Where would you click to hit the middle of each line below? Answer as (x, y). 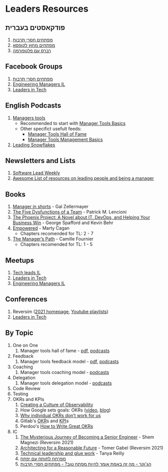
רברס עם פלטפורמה (32, 51)
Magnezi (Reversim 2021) (47, 442)
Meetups (20, 260)
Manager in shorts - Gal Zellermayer (51, 207)
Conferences (26, 300)
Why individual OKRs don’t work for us (60, 415)
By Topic (20, 333)
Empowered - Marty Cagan (41, 228)
